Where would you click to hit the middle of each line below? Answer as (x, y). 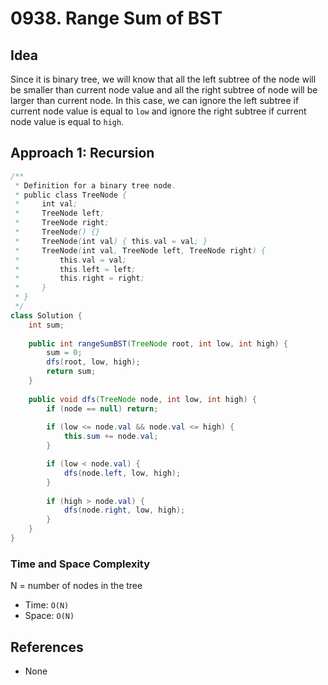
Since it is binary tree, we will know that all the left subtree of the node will (163, 79)
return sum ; (71, 372)
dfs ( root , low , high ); (93, 362)
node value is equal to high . (67, 121)
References (47, 647)
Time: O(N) (47, 605)
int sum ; (46, 325)
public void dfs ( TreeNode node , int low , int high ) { (142, 399)
